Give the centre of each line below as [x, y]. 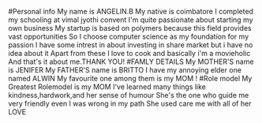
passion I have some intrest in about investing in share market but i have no [131, 45]
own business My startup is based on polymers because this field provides [130, 28]
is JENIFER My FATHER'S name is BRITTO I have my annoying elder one [125, 70]
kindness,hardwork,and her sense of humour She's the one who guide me [129, 95]
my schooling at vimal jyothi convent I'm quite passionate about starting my [131, 20]
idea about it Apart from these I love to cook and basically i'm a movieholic [129, 53]
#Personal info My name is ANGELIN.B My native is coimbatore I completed [131, 11]
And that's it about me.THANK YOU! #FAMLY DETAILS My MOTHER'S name [131, 61]
